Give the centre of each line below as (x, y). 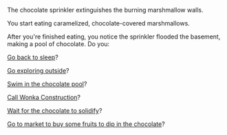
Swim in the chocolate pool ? (47, 84)
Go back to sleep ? (33, 57)
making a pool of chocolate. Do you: (58, 44)
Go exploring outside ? (39, 71)
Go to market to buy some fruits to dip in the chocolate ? (86, 124)
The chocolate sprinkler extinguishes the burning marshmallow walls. (105, 10)
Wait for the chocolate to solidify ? (55, 111)
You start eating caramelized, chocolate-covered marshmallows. (99, 23)
